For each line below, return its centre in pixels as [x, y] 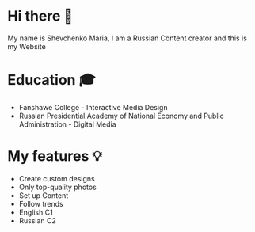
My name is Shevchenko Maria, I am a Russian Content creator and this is [127, 38]
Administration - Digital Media [67, 124]
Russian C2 [38, 220]
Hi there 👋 [40, 16]
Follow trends [41, 203]
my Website [27, 46]
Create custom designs [57, 178]
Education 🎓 [51, 80]
